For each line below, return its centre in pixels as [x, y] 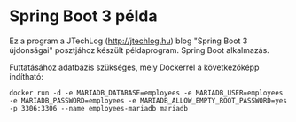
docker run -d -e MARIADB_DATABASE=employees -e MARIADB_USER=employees [146, 93]
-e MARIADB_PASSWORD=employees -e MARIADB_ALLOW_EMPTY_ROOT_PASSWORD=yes [148, 100]
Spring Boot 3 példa [83, 16]
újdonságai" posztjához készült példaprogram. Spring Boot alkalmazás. [140, 50]
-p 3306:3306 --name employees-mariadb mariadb [99, 108]
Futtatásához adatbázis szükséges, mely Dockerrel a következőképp [134, 67]
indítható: [27, 76]
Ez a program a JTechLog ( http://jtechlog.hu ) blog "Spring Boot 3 [129, 41]
